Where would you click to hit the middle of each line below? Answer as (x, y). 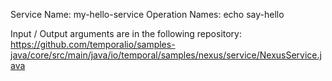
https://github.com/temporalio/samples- (93, 44)
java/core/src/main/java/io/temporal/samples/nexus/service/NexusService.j (166, 55)
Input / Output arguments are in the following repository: (126, 33)
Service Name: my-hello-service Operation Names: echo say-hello (147, 14)
